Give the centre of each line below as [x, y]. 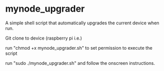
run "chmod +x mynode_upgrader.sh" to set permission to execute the [79, 48]
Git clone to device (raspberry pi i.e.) [44, 38]
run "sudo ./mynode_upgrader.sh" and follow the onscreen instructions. [80, 63]
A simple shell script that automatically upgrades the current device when [82, 23]
